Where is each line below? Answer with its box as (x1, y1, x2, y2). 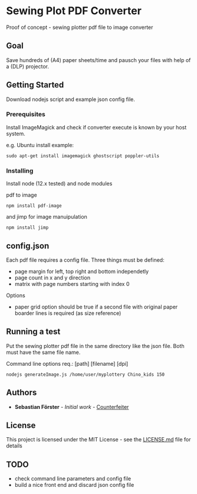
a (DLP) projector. (6, 63, 49, 70)
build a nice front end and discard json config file (14, 482, 134, 489)
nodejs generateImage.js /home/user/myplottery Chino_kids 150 (6, 371, 165, 378)
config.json (6, 240, 50, 251)
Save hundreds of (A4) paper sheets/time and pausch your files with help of (6, 56, 191, 63)
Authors (6, 388, 37, 398)
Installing (6, 167, 34, 175)
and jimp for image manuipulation (6, 213, 87, 220)
